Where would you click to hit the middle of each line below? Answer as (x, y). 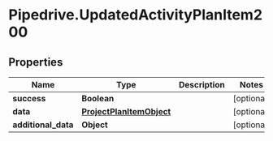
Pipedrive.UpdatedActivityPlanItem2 (135, 15)
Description (201, 85)
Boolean (97, 98)
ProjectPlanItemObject (126, 111)
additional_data (43, 125)
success (29, 98)
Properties (36, 62)
